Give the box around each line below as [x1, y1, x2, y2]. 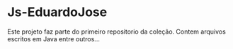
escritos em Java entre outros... [7, 34, 101, 43]
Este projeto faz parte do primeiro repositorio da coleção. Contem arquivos [7, 27, 227, 36]
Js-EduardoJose [7, 4, 108, 20]
